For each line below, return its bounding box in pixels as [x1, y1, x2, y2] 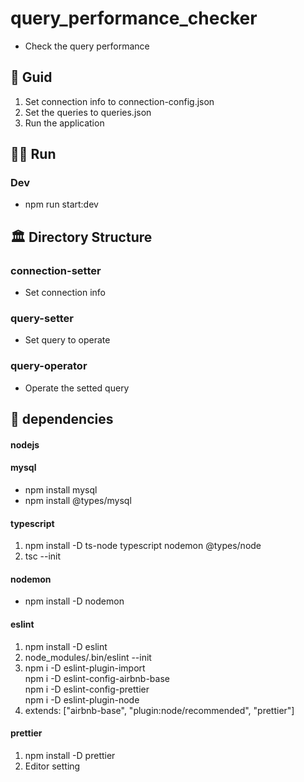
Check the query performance [24, 40, 150, 52]
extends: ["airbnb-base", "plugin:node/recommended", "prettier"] [24, 704, 295, 716]
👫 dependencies [10, 411, 114, 428]
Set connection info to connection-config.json [24, 95, 215, 107]
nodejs [10, 438, 40, 451]
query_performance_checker [10, 7, 258, 30]
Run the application [24, 117, 105, 129]
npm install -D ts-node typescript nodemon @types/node [24, 540, 262, 552]
